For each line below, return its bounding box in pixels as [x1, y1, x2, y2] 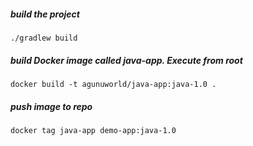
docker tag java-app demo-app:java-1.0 [10, 125, 177, 135]
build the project [10, 8, 80, 20]
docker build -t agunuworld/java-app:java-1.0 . [10, 79, 217, 89]
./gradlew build [10, 33, 78, 43]
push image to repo [10, 100, 93, 112]
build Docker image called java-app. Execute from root [10, 54, 243, 66]
